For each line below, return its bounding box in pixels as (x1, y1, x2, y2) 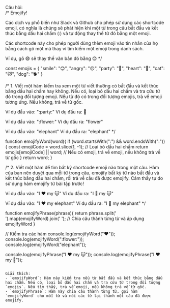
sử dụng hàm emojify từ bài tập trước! (5, 180, 84, 187)
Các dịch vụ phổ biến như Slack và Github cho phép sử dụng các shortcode (5, 20, 164, 25)
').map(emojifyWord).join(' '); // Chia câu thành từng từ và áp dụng (5, 215, 145, 222)
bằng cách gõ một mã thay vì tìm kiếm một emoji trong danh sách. (5, 46, 144, 51)
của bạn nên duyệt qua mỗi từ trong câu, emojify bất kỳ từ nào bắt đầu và (5, 170, 159, 176)
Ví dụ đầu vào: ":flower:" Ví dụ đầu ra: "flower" (5, 119, 103, 125)
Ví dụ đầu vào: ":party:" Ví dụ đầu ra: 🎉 (5, 109, 87, 115)
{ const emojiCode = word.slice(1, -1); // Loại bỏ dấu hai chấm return (5, 144, 149, 149)
